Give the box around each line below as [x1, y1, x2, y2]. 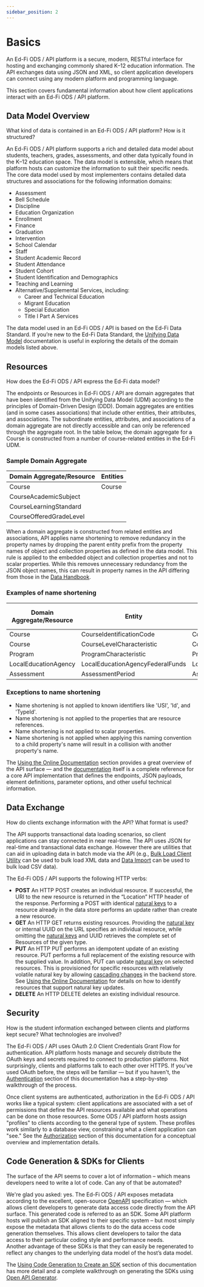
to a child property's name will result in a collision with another [15, 740, 172, 748]
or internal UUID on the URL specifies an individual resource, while [15, 925, 182, 933]
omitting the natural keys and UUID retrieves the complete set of [15, 931, 176, 939]
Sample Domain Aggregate [6, 457, 87, 465]
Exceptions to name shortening [6, 687, 101, 696]
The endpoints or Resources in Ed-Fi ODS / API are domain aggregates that [6, 390, 195, 397]
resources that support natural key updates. [15, 983, 125, 991]
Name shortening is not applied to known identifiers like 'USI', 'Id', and [15, 702, 191, 709]
